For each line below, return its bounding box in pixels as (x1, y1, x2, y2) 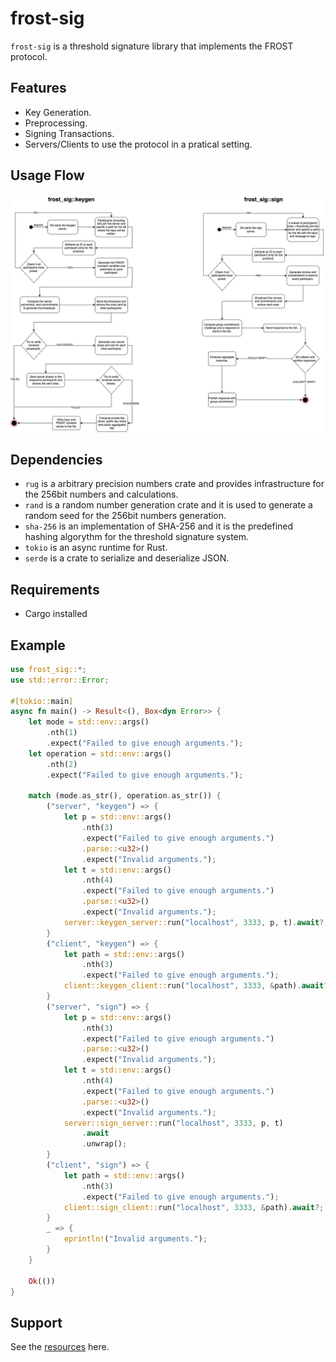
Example (10, 637, 66, 654)
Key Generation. (24, 106, 92, 118)
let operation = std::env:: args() (28, 748, 172, 759)
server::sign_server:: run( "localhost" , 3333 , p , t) (63, 1118, 284, 1128)
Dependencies (10, 451, 103, 468)
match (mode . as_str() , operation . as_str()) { (28, 791, 222, 801)
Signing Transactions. (24, 127, 115, 139)
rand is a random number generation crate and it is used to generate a (24, 499, 313, 511)
